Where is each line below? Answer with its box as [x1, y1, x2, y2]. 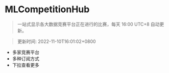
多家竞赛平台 [12, 49, 39, 55]
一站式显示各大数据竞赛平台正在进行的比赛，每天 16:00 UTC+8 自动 [17, 21, 160, 27]
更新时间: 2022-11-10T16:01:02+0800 [17, 38, 96, 44]
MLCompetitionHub [5, 4, 90, 15]
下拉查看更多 [12, 62, 39, 68]
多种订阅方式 [12, 55, 39, 62]
